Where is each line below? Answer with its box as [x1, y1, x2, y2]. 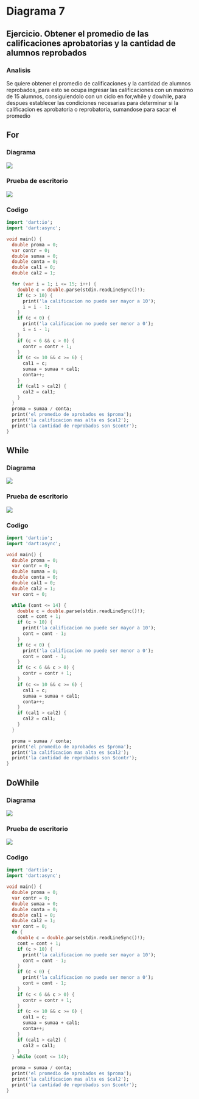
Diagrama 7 [6, 4, 65, 18]
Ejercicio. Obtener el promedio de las [6, 29, 149, 39]
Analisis [6, 66, 31, 74]
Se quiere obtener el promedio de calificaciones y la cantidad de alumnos [6, 79, 191, 87]
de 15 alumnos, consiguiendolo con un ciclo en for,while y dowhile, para [6, 93, 187, 100]
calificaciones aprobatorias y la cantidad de [6, 38, 176, 48]
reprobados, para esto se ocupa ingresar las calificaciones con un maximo [6, 86, 194, 93]
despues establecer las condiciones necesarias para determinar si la [6, 99, 179, 106]
